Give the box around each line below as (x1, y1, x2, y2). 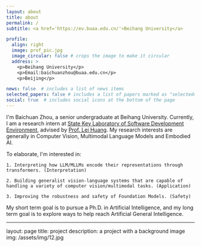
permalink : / (6, 20, 39, 26)
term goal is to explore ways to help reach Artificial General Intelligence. (6, 210, 184, 217)
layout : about (6, 8, 42, 15)
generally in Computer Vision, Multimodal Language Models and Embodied (6, 132, 191, 139)
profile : (6, 36, 28, 42)
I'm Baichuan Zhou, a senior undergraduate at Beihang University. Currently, (6, 113, 194, 120)
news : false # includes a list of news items (6, 86, 124, 92)
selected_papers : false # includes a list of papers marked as (6, 92, 167, 97)
